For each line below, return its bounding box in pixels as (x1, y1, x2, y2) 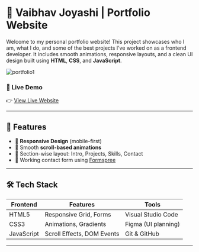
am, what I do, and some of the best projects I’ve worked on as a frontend (6, 44, 187, 51)
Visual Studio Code (125, 210, 179, 218)
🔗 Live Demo (6, 83, 43, 91)
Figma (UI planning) (125, 219, 181, 228)
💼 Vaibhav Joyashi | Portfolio (6, 6, 151, 20)
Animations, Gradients (44, 219, 107, 228)
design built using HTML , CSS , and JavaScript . (6, 57, 123, 64)
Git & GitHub (125, 230, 160, 238)
